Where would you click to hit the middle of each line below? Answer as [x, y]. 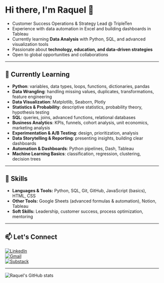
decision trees [26, 159]
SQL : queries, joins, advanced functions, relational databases [74, 117]
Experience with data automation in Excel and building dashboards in [82, 28]
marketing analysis [31, 128]
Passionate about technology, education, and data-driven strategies [82, 49]
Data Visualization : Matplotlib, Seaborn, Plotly [59, 101]
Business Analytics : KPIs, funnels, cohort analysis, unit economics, [80, 122]
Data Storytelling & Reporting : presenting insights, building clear [78, 138]
